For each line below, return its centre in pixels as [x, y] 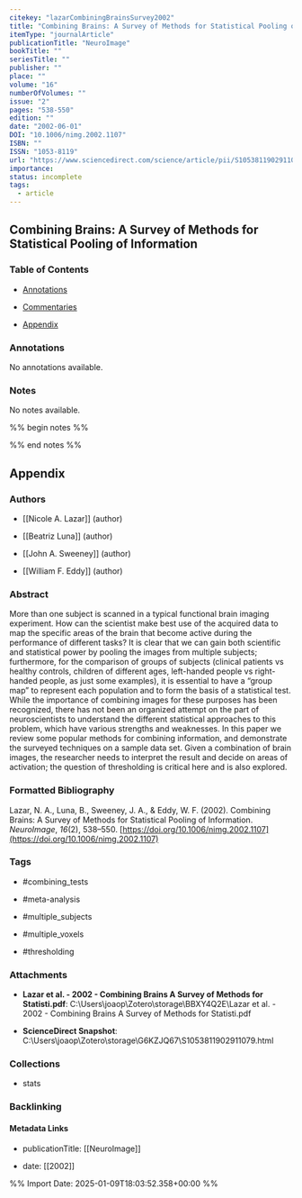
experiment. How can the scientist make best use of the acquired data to [144, 623]
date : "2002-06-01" [46, 127]
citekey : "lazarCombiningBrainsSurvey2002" [92, 18]
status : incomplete [46, 177]
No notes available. [45, 410]
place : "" [28, 77]
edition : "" [31, 118]
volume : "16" [34, 85]
